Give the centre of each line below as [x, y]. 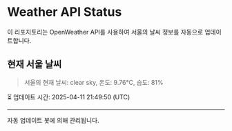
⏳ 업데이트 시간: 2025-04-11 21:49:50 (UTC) [69, 97]
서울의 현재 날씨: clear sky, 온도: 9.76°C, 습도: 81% [94, 82]
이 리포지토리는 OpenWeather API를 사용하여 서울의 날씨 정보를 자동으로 [105, 32]
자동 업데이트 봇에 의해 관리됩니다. [53, 120]
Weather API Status [65, 12]
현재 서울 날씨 [35, 64]
